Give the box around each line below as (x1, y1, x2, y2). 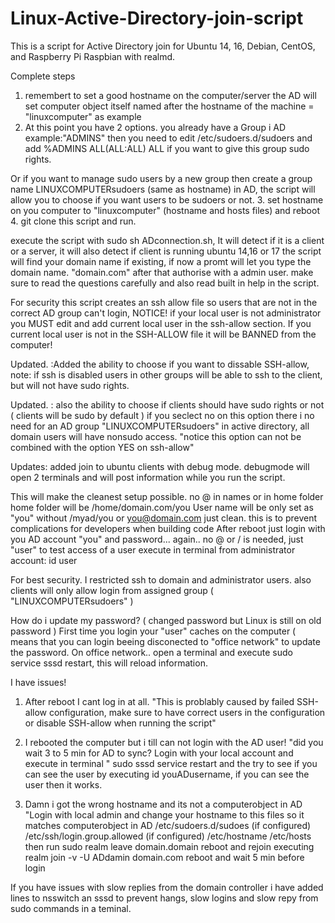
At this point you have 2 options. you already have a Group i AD (24, 121, 286, 133)
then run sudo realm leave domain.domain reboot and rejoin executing (24, 840, 315, 852)
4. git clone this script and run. (10, 215, 137, 227)
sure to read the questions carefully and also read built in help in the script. (10, 277, 320, 289)
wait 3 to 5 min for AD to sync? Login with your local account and (24, 747, 294, 759)
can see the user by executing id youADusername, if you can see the (24, 768, 310, 780)
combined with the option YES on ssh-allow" (10, 441, 195, 453)
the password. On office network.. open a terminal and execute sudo (10, 646, 293, 658)
